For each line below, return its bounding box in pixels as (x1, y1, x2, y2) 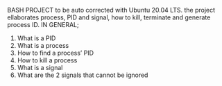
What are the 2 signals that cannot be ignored (17, 71, 148, 79)
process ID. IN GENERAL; (7, 21, 79, 28)
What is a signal (17, 64, 63, 71)
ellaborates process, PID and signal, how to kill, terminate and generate (7, 13, 211, 21)
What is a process (17, 42, 69, 49)
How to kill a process (17, 56, 78, 64)
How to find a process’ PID (17, 49, 94, 57)
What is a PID (17, 34, 56, 42)
